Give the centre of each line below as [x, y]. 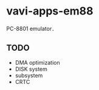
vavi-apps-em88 [50, 11]
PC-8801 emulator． [32, 28]
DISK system [31, 69]
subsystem [29, 75]
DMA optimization [37, 62]
